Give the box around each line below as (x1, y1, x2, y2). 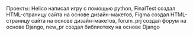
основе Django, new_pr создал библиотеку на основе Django (6, 23, 160, 30)
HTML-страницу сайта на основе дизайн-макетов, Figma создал (6, 11, 169, 18)
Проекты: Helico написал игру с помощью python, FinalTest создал (6, 5, 176, 12)
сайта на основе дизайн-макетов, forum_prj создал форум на (31, 17, 186, 24)
